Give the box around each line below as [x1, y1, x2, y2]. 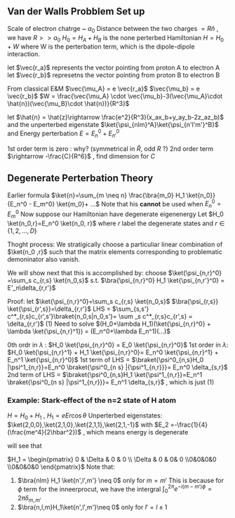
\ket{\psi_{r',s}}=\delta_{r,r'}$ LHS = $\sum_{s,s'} [7, 305, 149, 313]
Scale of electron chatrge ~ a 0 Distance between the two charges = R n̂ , [7, 24, 219, 34]
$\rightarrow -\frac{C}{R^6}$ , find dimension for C [7, 152, 156, 160]
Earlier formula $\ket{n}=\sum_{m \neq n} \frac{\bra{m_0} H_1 [7, 191, 185, 199]
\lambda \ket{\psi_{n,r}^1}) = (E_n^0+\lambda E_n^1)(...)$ [7, 326, 170, 336]
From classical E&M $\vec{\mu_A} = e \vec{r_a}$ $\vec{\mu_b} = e [7, 84, 200, 93]
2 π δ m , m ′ [17, 494, 41, 504]
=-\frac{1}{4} [170, 420, 208, 429]
